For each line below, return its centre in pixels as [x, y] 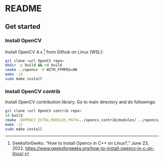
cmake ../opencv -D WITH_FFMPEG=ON [41, 70]
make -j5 [14, 124]
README [23, 9]
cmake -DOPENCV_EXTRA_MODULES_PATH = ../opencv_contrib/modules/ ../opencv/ [83, 120]
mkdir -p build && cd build [34, 65]
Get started [23, 27]
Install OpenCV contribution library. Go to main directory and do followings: [81, 102]
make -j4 [14, 74]
